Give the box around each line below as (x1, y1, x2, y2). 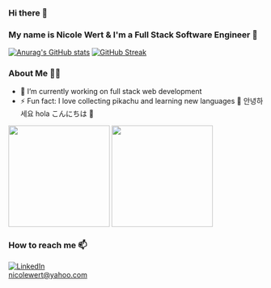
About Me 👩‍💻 (8, 68, 61, 80)
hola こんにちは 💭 (35, 109, 95, 118)
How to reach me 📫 (8, 239, 87, 251)
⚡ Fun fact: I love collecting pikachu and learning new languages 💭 (19, 96, 242, 105)
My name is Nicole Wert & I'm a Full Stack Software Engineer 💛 (8, 28, 258, 40)
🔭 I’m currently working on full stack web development (19, 86, 202, 96)
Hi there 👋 (8, 7, 49, 19)
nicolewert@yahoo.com (8, 269, 87, 279)
